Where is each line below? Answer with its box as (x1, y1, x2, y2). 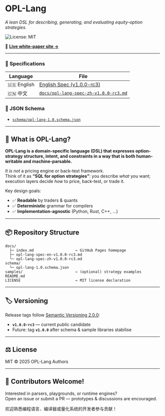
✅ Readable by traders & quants (12, 197, 78, 204)
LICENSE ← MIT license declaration (5, 278, 131, 283)
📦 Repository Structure (5, 228, 80, 236)
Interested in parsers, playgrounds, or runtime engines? (5, 390, 117, 396)
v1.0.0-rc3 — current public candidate (12, 321, 91, 327)
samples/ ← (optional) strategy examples (5, 269, 141, 275)
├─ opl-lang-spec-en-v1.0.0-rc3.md (9, 252, 82, 258)
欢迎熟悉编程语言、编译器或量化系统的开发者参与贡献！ (5, 406, 117, 412)
